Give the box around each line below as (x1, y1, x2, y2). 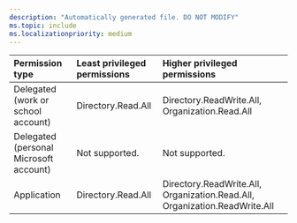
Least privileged (76, 57, 147, 70)
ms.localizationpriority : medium (9, 29, 133, 38)
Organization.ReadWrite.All (162, 200, 274, 212)
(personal (13, 142, 54, 154)
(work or (13, 94, 49, 107)
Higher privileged (162, 57, 238, 70)
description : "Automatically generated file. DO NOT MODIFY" (9, 12, 240, 22)
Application (13, 189, 61, 201)
